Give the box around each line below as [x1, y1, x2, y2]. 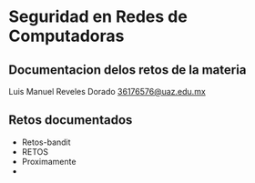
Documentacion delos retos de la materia [8, 62, 247, 77]
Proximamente [21, 156, 76, 167]
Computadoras [8, 25, 125, 46]
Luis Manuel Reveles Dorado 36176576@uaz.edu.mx [8, 86, 206, 97]
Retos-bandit [21, 137, 71, 147]
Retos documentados [8, 112, 133, 128]
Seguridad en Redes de [8, 6, 188, 27]
